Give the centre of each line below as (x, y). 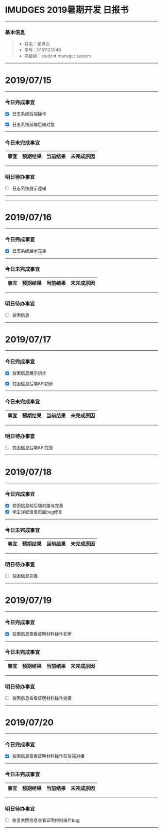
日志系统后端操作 (29, 114)
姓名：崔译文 (37, 44)
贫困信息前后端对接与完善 (38, 506)
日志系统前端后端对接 (33, 124)
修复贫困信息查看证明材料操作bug (46, 820)
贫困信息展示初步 (29, 373)
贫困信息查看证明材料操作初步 (42, 634)
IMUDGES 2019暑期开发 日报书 (67, 10)
